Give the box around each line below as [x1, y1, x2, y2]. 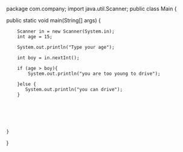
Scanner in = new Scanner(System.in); [17, 28, 115, 34]
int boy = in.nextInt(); [17, 55, 80, 61]
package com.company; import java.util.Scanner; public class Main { [6, 5, 177, 12]
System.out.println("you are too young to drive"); [28, 71, 161, 77]
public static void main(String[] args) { [6, 17, 101, 24]
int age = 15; [17, 34, 53, 40]
